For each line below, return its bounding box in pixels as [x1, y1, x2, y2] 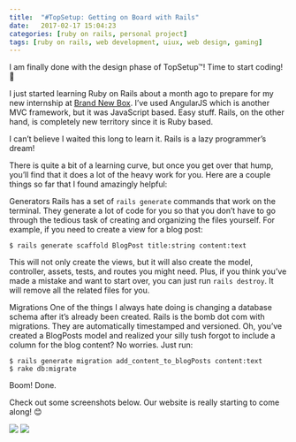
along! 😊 [9, 407, 42, 417]
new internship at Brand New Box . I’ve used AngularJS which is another [9, 98, 270, 109]
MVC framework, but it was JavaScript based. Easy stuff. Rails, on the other [9, 107, 285, 118]
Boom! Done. [9, 380, 57, 391]
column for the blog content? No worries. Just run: [9, 339, 194, 350]
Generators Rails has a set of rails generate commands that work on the [9, 196, 277, 207]
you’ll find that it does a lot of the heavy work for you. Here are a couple [9, 170, 271, 180]
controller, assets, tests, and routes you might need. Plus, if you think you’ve [9, 266, 287, 277]
